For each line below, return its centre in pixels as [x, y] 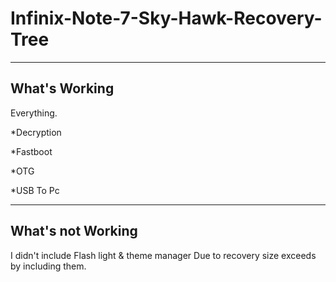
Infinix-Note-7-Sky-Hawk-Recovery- [166, 18]
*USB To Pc [35, 190]
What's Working [62, 88]
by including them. [48, 266]
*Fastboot [31, 151]
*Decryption [36, 132]
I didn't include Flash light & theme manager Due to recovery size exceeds [163, 255]
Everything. [34, 113]
